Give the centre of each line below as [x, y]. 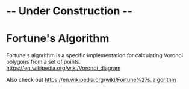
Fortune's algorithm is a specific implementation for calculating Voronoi [95, 55]
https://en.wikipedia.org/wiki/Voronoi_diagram [64, 68]
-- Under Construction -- [69, 11]
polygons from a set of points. [44, 62]
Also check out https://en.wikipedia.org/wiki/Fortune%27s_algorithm [91, 80]
